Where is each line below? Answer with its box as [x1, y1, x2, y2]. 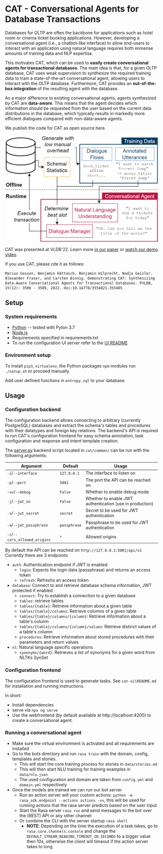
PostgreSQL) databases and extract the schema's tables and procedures [5, 422, 151, 428]
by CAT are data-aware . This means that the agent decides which [5, 100, 137, 106]
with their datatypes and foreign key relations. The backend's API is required [5, 427, 158, 433]
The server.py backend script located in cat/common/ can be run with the [5, 447, 149, 453]
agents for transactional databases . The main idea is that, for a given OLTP [5, 65, 157, 71]
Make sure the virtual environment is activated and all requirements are [12, 740, 154, 746]
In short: [5, 692, 22, 698]
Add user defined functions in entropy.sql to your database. [5, 377, 126, 383]
